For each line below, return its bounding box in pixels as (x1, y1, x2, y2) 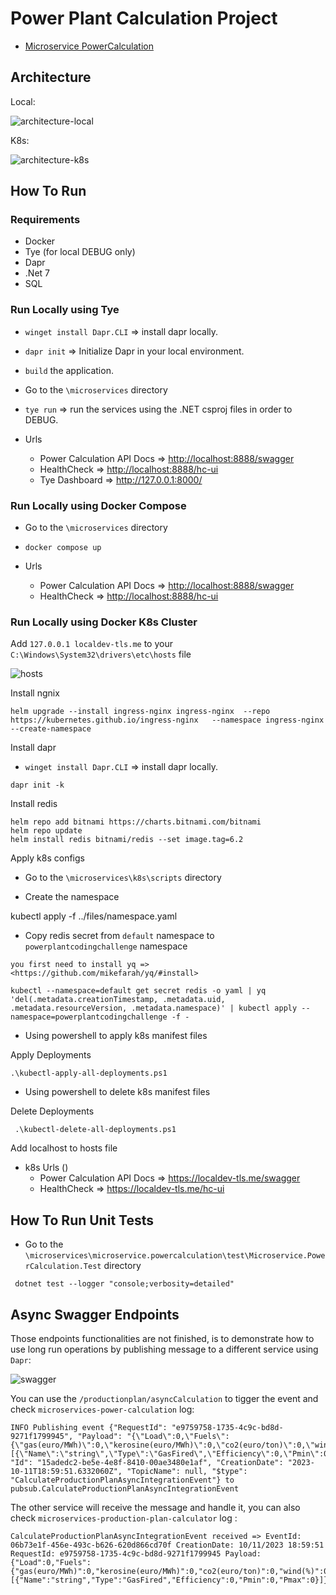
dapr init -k (10, 780, 65, 791)
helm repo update (10, 826, 83, 836)
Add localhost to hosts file (10, 1142, 118, 1154)
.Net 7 (24, 267, 50, 279)
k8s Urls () (24, 1162, 69, 1174)
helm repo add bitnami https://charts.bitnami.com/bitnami (10, 817, 262, 827)
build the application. (24, 364, 114, 376)
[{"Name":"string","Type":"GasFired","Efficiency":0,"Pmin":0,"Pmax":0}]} (10, 1575, 329, 1585)
